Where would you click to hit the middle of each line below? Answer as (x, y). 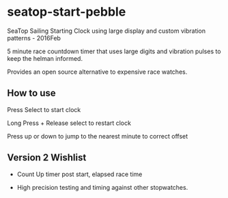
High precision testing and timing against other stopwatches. (102, 187)
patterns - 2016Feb (34, 38)
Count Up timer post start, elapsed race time (80, 174)
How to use (31, 93)
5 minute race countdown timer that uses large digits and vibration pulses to (114, 51)
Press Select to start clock (44, 109)
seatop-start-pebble (67, 12)
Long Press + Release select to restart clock (69, 123)
